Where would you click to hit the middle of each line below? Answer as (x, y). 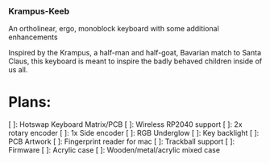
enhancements (33, 37)
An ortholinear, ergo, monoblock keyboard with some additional (114, 29)
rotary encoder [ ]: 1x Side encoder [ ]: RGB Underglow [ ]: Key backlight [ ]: (134, 133)
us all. (18, 70)
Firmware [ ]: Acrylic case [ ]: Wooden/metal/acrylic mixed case (114, 150)
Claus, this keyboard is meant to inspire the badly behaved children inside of (135, 61)
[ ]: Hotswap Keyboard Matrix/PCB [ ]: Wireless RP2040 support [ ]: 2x (126, 124)
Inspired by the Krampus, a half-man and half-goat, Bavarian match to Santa (135, 53)
